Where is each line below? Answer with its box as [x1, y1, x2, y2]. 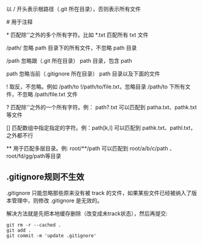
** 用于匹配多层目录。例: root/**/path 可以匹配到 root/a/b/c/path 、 [6, 145, 176, 152]
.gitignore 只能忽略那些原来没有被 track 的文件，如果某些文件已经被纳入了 [6, 189, 192, 196]
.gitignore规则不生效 [6, 172, 85, 182]
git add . [6, 227, 32, 233]
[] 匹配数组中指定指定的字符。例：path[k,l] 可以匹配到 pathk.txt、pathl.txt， [6, 124, 196, 131]
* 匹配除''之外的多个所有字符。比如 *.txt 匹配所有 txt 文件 [6, 31, 149, 38]
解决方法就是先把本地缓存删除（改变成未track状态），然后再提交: [6, 210, 168, 217]
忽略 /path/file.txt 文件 [22, 91, 78, 98]
